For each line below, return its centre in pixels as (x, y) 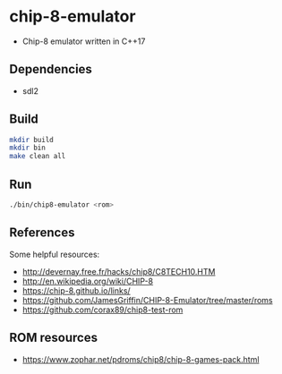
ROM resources (54, 338)
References (42, 233)
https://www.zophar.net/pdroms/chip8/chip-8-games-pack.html (141, 359)
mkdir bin (28, 148)
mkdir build (31, 140)
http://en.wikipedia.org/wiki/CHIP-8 (88, 281)
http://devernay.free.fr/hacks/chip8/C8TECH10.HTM (119, 271)
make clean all (38, 157)
